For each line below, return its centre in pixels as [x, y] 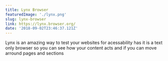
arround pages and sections [35, 53]
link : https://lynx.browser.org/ [40, 24]
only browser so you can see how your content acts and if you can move [81, 48]
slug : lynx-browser [26, 19]
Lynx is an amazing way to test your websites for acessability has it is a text [84, 42]
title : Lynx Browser [27, 10]
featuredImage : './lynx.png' [36, 14]
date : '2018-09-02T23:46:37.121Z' [42, 28]
